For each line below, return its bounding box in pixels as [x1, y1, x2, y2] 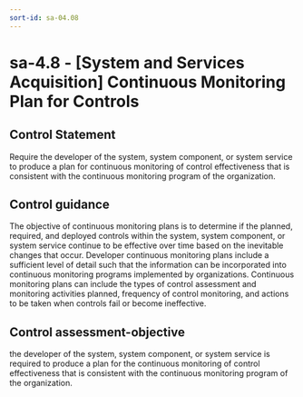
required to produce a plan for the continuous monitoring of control [9, 358, 260, 369]
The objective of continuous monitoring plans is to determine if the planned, [9, 221, 293, 232]
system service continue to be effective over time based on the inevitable [9, 240, 284, 251]
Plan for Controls [9, 91, 140, 112]
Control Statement [9, 127, 116, 143]
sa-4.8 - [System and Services [9, 52, 245, 73]
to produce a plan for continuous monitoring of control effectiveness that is [9, 161, 290, 172]
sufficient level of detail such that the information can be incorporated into [9, 260, 288, 271]
